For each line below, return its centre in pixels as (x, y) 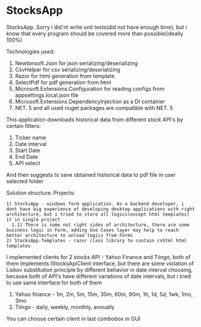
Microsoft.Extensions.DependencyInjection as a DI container (90, 101)
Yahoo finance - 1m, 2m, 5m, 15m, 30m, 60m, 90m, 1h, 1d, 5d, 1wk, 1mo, (104, 294)
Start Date (27, 150)
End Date (26, 156)
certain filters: (23, 126)
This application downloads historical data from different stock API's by (95, 119)
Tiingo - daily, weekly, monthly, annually (65, 307)
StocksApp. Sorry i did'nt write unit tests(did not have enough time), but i (97, 27)
